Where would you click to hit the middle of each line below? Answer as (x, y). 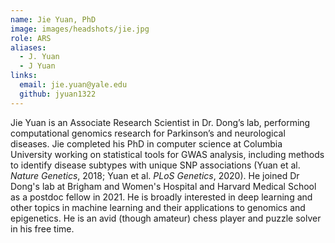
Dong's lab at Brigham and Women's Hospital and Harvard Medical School (163, 186)
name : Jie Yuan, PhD (53, 19)
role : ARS (31, 38)
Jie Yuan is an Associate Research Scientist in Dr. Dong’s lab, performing (160, 122)
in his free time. (42, 228)
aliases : (28, 47)
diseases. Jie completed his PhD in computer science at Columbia (146, 143)
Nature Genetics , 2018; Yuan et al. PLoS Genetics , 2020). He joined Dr (155, 175)
